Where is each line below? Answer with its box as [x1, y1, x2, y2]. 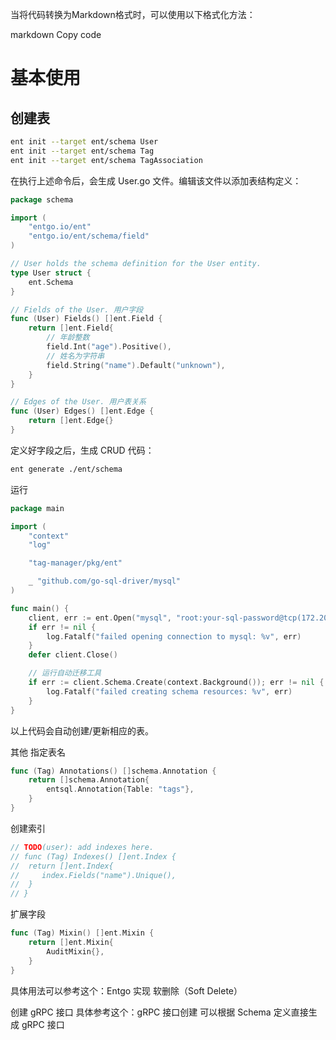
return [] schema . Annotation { [28, 775, 150, 785]
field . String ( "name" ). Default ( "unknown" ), [46, 360, 226, 370]
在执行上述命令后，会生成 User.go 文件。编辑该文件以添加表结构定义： [10, 174, 302, 187]
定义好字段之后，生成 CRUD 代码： [10, 444, 155, 456]
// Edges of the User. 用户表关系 [10, 397, 147, 407]
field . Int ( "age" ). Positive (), [46, 342, 172, 352]
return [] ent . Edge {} [28, 416, 114, 426]
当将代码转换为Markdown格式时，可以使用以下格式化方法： [10, 9, 256, 20]
